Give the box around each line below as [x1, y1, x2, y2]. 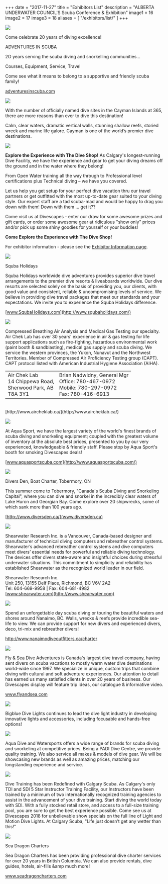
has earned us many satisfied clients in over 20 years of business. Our [5, 676, 151, 682]
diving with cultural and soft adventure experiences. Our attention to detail [5, 671, 159, 677]
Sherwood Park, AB [8, 384, 54, 391]
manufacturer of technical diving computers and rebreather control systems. [5, 538, 163, 544]
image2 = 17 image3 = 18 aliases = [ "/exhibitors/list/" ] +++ [5, 15, 128, 21]
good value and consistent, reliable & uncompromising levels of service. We [5, 289, 162, 295]
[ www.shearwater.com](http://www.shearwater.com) [5, 591, 114, 596]
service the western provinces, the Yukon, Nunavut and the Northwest [5, 349, 151, 356]
